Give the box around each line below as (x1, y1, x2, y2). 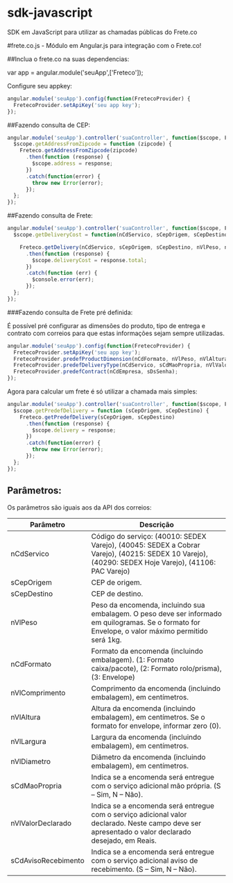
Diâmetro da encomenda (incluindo (91, 752, 206, 762)
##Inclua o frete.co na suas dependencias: (7, 54, 130, 63)
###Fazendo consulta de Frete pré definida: (7, 308, 133, 316)
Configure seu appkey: (7, 81, 73, 90)
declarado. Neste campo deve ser (91, 818, 202, 828)
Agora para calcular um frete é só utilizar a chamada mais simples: (7, 387, 198, 396)
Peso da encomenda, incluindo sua (91, 600, 206, 610)
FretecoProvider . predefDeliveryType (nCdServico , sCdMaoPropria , (13, 362, 203, 369)
